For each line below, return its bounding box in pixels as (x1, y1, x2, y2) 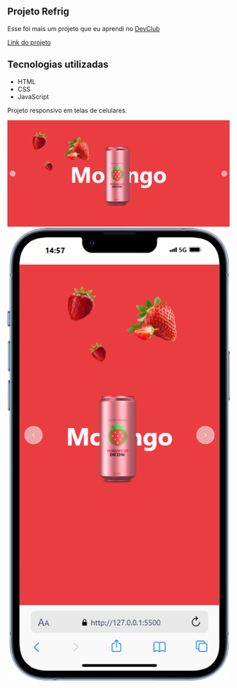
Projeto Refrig (7, 6, 70, 18)
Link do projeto (7, 38, 51, 47)
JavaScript (17, 92, 49, 101)
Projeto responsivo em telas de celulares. (7, 106, 128, 114)
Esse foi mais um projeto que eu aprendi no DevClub (7, 24, 160, 32)
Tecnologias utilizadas (7, 59, 109, 71)
